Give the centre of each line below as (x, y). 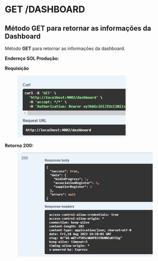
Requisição (17, 68)
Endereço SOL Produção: (32, 58)
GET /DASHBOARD (45, 9)
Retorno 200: (19, 146)
